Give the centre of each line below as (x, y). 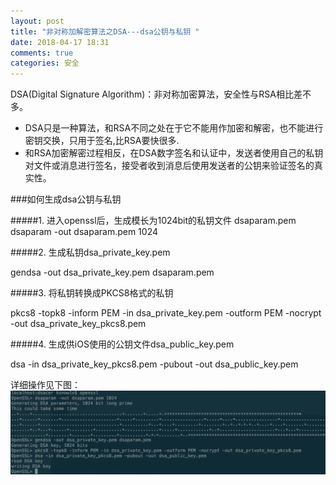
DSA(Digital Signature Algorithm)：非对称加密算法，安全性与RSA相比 (152, 94)
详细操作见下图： (45, 385)
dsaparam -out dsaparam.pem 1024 (84, 232)
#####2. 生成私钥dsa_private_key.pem (90, 252)
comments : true (42, 53)
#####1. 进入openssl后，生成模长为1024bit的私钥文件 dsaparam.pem (153, 221)
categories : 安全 (45, 63)
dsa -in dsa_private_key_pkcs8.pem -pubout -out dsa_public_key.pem (154, 364)
